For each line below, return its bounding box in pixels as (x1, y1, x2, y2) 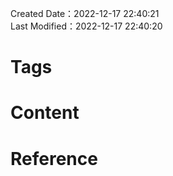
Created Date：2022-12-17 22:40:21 (10, 8, 160, 19)
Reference (10, 147, 98, 170)
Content (10, 102, 80, 124)
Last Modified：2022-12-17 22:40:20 (10, 20, 163, 32)
